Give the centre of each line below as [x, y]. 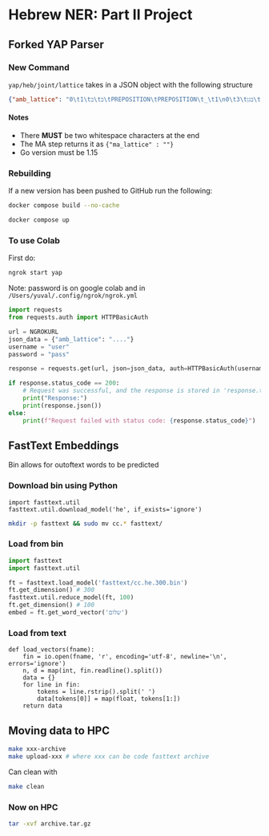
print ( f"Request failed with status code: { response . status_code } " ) [139, 420]
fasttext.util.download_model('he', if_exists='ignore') [105, 509]
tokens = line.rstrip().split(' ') [96, 692]
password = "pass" [39, 354]
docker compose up [39, 220]
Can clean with [33, 772]
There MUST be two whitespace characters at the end [110, 135]
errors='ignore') [37, 664]
